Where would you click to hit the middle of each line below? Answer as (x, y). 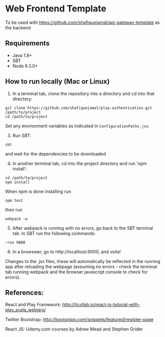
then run (14, 210)
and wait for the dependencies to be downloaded (55, 154)
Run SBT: (22, 135)
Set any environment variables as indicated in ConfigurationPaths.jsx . (78, 126)
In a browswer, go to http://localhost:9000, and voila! (66, 252)
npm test (14, 200)
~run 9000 (15, 242)
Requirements (27, 43)
